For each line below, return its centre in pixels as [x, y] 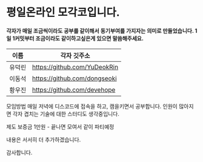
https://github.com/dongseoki [75, 78]
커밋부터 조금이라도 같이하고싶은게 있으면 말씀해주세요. [79, 38]
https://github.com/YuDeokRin [75, 67]
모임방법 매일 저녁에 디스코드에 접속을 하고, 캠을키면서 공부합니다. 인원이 [92, 106]
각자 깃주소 [75, 56]
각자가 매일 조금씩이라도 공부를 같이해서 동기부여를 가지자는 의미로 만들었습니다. [100, 30]
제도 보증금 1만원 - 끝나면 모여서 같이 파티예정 [60, 127]
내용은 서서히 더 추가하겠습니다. [44, 140]
